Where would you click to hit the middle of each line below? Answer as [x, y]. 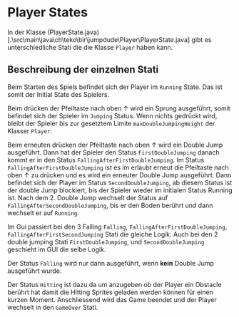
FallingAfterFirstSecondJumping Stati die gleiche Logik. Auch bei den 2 [113, 234]
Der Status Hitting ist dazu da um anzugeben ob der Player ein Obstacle [115, 284]
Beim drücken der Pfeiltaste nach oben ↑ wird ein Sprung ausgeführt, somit [119, 108]
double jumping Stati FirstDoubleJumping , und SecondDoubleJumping [106, 241]
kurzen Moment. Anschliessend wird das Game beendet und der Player [112, 299]
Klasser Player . [30, 131]
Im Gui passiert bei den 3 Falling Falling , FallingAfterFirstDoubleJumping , [117, 227]
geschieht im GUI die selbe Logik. [57, 249]
